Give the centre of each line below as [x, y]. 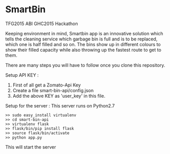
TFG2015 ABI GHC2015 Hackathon [42, 24]
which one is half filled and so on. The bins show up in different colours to [83, 44]
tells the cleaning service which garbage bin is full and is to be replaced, [81, 39]
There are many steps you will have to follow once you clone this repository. [85, 65]
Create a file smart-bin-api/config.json [53, 90]
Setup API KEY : [22, 75]
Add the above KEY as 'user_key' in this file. [59, 96]
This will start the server [31, 147]
